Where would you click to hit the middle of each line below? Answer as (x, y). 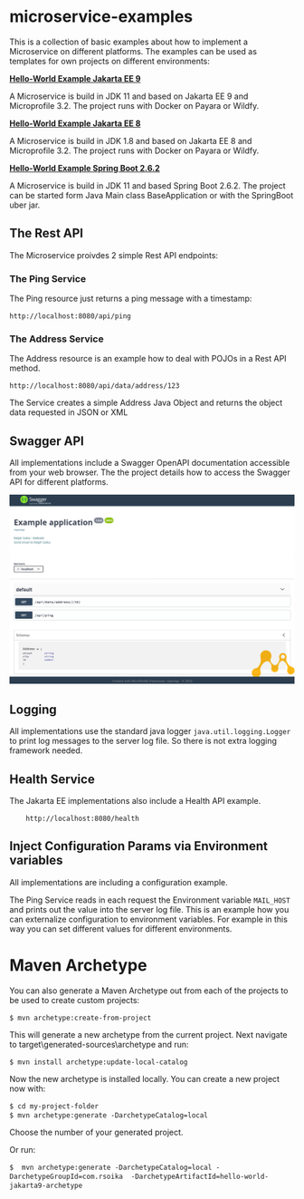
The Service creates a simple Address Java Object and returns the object (146, 403)
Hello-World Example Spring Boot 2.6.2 (85, 168)
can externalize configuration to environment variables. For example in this (148, 919)
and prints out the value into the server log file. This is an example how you (149, 909)
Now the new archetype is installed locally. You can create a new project (145, 1078)
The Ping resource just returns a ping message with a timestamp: (131, 299)
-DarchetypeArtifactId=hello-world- (200, 1176)
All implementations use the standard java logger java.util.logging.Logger (150, 731)
